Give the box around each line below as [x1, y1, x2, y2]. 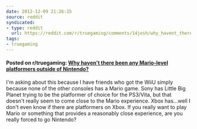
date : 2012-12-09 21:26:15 [6, 8, 72, 15]
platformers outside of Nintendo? [6, 66, 89, 73]
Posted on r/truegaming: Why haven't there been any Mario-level [6, 59, 168, 66]
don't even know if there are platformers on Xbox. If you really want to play [6, 104, 187, 111]
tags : [6, 36, 19, 42]
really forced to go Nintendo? [6, 116, 77, 123]
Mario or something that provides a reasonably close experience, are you [6, 110, 183, 117]
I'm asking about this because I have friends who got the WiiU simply [6, 79, 174, 86]
